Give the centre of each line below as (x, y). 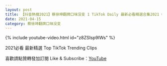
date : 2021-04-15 (23, 19)
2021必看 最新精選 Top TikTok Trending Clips (51, 48)
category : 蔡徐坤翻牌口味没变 (33, 24)
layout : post (19, 10)
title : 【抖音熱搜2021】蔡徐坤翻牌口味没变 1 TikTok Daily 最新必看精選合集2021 (82, 14)
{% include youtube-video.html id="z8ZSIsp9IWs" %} (60, 38)
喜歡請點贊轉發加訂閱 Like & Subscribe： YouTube (56, 59)
